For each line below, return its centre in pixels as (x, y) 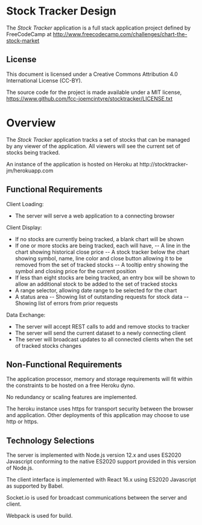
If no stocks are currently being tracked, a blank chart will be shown (99, 239)
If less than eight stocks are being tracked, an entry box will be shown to (105, 277)
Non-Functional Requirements (64, 364)
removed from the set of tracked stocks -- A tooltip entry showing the (102, 265)
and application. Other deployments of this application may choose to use (98, 415)
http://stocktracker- (164, 164)
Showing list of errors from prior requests (66, 303)
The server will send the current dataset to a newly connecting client (100, 333)
